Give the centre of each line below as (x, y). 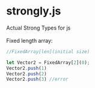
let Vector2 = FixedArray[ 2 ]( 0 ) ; (48, 62)
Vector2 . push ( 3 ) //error (37, 80)
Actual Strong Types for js (38, 28)
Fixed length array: (29, 40)
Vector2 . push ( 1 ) (26, 68)
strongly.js (34, 11)
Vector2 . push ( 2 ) (26, 74)
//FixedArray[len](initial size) (48, 52)
